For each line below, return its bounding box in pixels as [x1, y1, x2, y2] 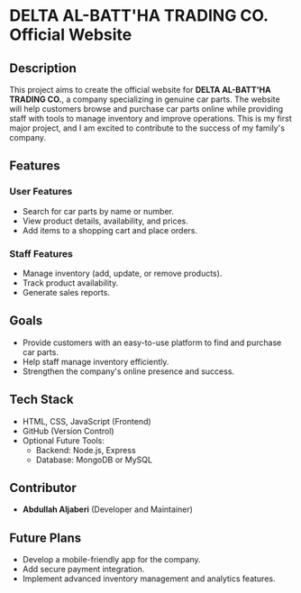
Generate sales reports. [22, 287, 111, 297]
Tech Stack [9, 392, 74, 407]
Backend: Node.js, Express [35, 444, 137, 455]
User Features [9, 186, 73, 198]
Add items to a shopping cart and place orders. [22, 224, 198, 235]
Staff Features [9, 247, 74, 260]
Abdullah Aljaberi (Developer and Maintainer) [22, 504, 194, 515]
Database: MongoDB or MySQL [35, 454, 153, 465]
